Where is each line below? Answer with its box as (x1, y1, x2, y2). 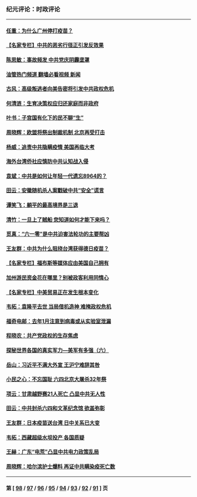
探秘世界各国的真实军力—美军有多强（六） (6, 346, 109, 353)
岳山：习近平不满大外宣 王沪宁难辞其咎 (6, 361, 100, 368)
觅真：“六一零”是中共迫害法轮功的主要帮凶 (6, 231, 110, 238)
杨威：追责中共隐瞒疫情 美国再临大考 (6, 143, 95, 150)
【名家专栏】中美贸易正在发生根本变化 (6, 289, 98, 296)
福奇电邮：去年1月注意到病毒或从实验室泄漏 (6, 317, 111, 324)
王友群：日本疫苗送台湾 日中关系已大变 (6, 419, 100, 426)
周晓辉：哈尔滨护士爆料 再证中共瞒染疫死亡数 (6, 462, 116, 470)
